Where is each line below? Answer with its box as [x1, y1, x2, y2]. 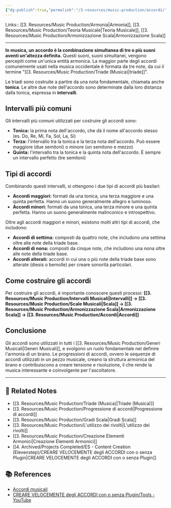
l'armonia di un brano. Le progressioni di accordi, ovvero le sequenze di [5, 351, 156, 357]
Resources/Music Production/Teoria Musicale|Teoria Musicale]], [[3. [5, 27, 149, 33]
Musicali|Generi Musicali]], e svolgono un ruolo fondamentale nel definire [5, 345, 159, 351]
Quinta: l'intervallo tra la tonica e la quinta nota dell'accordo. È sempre [12, 149, 161, 156]
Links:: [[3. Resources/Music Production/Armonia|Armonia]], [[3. [5, 21, 141, 28]
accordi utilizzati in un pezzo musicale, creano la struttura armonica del [5, 356, 155, 362]
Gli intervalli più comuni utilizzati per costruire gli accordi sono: [5, 118, 137, 124]
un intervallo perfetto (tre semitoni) [12, 155, 86, 161]
